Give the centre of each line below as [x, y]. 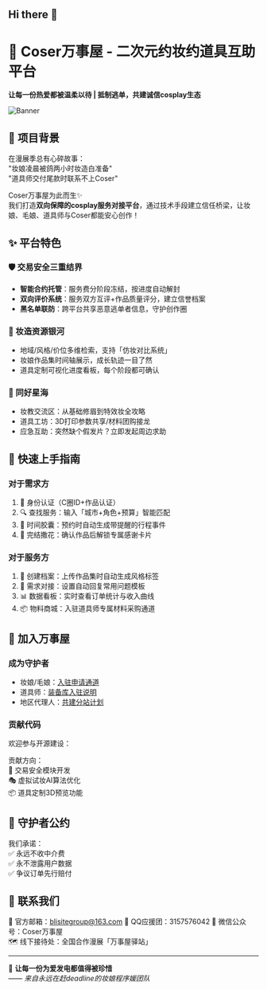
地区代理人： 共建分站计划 [62, 702]
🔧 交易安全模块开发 [40, 770]
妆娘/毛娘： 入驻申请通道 [59, 683]
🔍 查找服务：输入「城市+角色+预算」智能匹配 [95, 513]
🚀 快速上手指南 [44, 459]
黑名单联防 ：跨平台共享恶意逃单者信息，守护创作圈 [103, 308]
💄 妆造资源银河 [37, 331]
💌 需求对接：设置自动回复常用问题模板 [82, 586]
